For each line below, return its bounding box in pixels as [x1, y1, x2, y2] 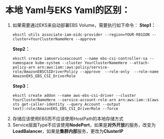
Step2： [12, 46, 30, 52]
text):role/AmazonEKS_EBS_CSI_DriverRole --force [12, 106, 119, 111]
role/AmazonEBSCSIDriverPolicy [12, 69, 78, 74]
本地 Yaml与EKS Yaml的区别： [5, 5, 130, 16]
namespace [12, 60, 34, 65]
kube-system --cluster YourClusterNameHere [35, 60, 127, 65]
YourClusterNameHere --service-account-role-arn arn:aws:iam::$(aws [12, 97, 159, 102]
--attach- [129, 60, 150, 65]
